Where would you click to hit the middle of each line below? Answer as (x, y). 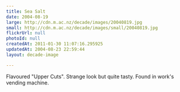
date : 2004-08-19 (27, 17)
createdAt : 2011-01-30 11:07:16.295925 (55, 44)
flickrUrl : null (26, 33)
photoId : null (23, 38)
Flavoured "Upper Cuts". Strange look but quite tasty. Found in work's (90, 76)
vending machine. (28, 83)
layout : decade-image (32, 55)
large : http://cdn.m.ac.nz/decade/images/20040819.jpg (74, 22)
